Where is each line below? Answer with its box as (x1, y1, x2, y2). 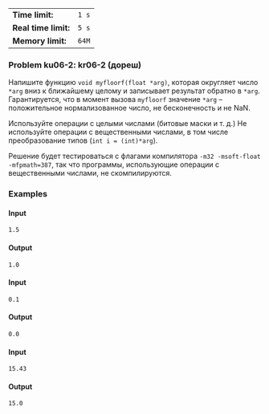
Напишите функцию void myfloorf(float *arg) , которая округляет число (8, 78, 259, 87)
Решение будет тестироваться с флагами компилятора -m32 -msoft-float (8, 152, 261, 161)
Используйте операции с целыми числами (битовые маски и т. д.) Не (8, 119, 247, 128)
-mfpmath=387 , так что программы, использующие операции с (8, 160, 219, 169)
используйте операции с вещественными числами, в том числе (8, 128, 229, 137)
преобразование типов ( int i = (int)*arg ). (8, 136, 158, 145)
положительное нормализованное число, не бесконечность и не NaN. (8, 103, 251, 113)
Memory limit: (12, 35, 67, 47)
